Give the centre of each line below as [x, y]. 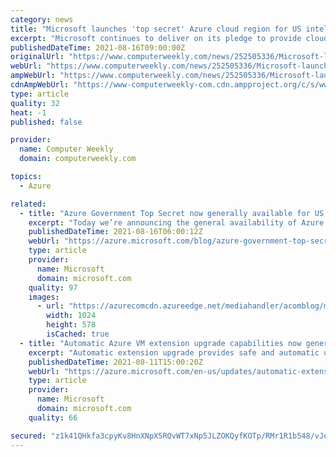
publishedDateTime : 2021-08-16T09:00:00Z [98, 47]
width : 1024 [71, 316]
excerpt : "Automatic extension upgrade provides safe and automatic [174, 352]
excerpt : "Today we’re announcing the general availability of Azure [176, 222]
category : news [42, 19]
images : [44, 297]
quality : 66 [53, 417]
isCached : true [78, 334]
